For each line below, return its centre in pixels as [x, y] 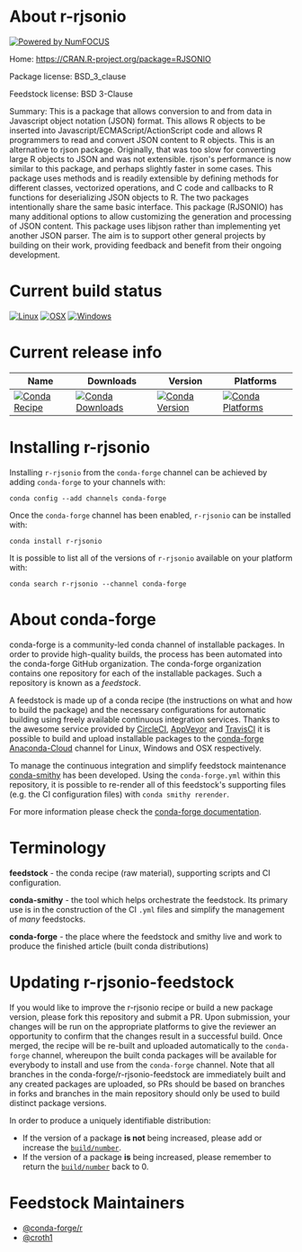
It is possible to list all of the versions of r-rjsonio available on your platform [151, 558]
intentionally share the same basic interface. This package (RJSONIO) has [147, 207]
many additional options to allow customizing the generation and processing [151, 216]
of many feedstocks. [48, 919]
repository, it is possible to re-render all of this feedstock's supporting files [147, 784]
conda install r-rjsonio [56, 541]
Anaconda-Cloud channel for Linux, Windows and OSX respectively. [136, 748]
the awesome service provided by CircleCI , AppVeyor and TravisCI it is [140, 729]
